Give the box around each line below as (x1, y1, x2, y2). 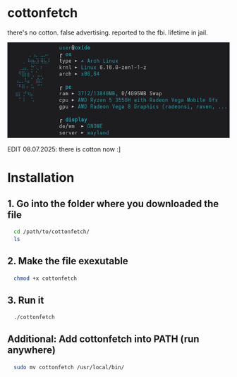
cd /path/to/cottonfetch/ (13, 228, 90, 235)
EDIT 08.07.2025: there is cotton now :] (7, 144, 121, 153)
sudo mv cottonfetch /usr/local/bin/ (13, 364, 125, 371)
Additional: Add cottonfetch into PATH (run (7, 333, 200, 345)
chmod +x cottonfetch (13, 275, 78, 282)
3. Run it (7, 294, 44, 306)
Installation (7, 170, 75, 186)
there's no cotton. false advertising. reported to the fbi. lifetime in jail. (7, 28, 208, 37)
